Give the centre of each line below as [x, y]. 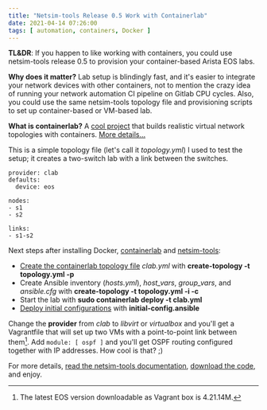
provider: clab [33, 173]
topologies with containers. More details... [77, 135]
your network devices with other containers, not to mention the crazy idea [130, 85]
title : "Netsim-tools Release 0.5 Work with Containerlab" [108, 16]
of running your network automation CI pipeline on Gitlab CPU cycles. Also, [131, 94]
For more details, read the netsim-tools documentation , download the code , [132, 366]
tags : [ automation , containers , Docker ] [79, 30]
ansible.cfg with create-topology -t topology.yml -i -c [109, 291]
